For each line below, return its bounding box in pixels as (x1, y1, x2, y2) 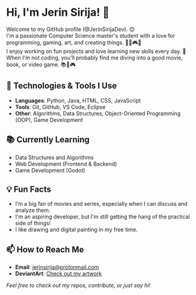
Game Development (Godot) (15, 166, 86, 174)
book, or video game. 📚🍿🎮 (6, 61, 76, 68)
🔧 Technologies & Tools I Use (6, 81, 117, 91)
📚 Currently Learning (6, 135, 90, 145)
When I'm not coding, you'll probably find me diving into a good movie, (6, 54, 183, 61)
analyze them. (15, 206, 51, 214)
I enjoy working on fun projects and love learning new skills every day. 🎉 (6, 47, 186, 55)
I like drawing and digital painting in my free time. (15, 226, 138, 233)
